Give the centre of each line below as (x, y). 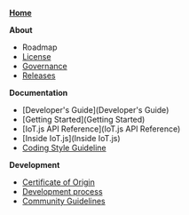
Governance (45, 66)
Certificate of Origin (59, 182)
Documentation (39, 93)
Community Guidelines (63, 201)
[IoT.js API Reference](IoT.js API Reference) (101, 129)
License (36, 56)
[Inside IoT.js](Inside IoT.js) (71, 138)
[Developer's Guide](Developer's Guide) (95, 110)
